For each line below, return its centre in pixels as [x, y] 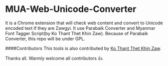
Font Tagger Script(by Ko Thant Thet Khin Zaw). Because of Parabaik [77, 33]
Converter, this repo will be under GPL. [45, 39]
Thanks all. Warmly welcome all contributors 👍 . [54, 58]
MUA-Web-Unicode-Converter [71, 9]
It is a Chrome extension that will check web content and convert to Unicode [84, 23]
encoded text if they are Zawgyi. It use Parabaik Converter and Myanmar [80, 28]
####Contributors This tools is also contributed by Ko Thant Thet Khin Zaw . [83, 48]
